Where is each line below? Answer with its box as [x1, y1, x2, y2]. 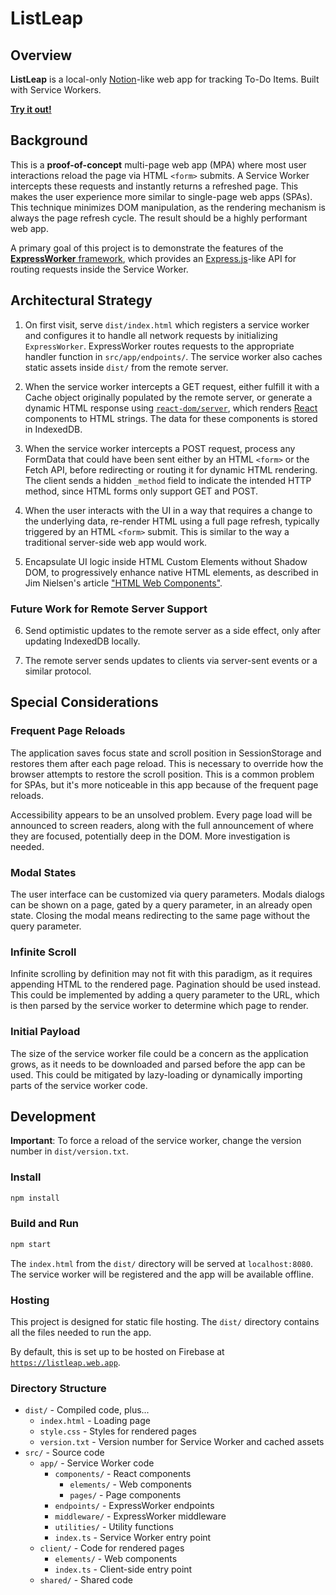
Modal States [10, 865, 77, 879]
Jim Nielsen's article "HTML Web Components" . [24, 577, 223, 589]
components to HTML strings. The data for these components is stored [24, 412, 318, 424]
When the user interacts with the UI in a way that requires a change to [24, 504, 313, 516]
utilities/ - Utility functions [54, 1521, 174, 1533]
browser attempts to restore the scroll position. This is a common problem [10, 768, 315, 780]
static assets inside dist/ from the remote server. [24, 361, 229, 373]
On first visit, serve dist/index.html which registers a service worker [24, 318, 310, 331]
